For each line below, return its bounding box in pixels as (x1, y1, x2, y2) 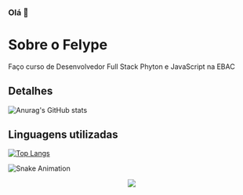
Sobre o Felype (8, 36, 108, 54)
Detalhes (8, 85, 53, 98)
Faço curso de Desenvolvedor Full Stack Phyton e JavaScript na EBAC (8, 62, 235, 71)
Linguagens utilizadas (8, 128, 119, 142)
